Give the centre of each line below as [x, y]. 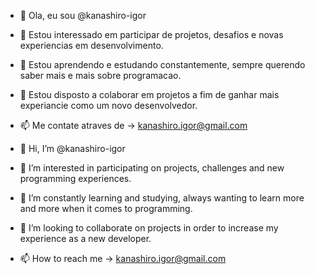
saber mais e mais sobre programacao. [100, 75]
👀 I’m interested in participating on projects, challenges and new [152, 168]
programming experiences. [75, 178]
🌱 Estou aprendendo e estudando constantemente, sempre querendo [162, 64]
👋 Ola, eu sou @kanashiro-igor [83, 15]
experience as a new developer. [85, 238]
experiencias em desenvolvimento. [91, 45]
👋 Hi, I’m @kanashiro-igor [72, 148]
